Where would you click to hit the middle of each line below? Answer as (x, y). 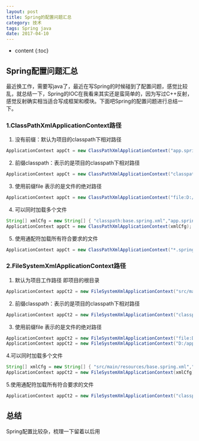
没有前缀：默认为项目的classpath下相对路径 (68, 140)
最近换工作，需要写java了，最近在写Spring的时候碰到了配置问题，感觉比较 (97, 86)
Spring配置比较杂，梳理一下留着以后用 (53, 431)
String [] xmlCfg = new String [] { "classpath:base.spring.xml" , (87, 220)
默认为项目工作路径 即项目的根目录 (57, 280)
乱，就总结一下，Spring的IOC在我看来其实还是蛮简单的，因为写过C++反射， (99, 93)
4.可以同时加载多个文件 (35, 356)
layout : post (22, 12)
